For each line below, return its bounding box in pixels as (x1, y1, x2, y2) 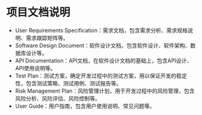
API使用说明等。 (15, 64, 56, 71)
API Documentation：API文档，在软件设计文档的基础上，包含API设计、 (15, 57, 192, 64)
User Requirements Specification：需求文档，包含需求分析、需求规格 (15, 27, 188, 34)
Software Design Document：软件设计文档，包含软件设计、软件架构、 (15, 42, 191, 49)
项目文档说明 (6, 5, 71, 19)
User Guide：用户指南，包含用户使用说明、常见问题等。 (15, 102, 155, 110)
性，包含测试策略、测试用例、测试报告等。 (15, 79, 122, 87)
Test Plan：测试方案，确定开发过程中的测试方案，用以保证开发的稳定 (15, 72, 187, 79)
